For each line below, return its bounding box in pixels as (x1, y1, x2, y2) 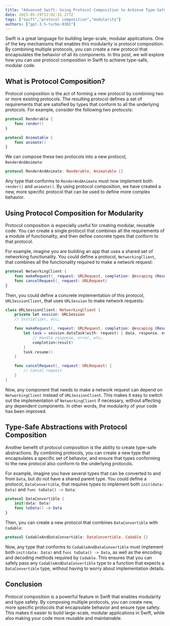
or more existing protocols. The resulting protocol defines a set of (5, 96, 143, 102)
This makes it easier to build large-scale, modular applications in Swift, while (5, 609, 165, 616)
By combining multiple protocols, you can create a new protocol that (5, 46, 148, 52)
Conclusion (5, 580, 42, 588)
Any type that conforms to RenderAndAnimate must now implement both (5, 178, 153, 184)
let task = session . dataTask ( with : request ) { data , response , (23, 330, 160, 336)
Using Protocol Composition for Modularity (5, 209, 144, 217)
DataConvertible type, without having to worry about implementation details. (5, 565, 165, 571)
